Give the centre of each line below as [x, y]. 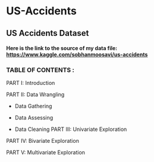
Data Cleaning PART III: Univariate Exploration [71, 129]
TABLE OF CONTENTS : [40, 70]
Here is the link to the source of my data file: [62, 48]
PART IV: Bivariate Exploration [43, 141]
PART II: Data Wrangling [35, 94]
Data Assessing [34, 118]
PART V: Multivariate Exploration [45, 152]
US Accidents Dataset [48, 33]
